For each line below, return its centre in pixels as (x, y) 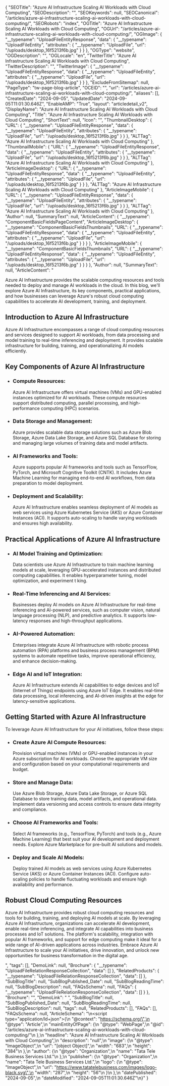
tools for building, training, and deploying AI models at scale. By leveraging (83, 918)
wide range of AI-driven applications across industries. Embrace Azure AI (81, 945)
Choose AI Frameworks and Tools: (55, 822)
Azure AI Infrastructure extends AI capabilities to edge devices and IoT (86, 685)
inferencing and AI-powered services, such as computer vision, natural (86, 610)
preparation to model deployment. (48, 483)
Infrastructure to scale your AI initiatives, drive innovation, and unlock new (82, 950)
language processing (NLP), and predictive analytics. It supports (79, 615)
